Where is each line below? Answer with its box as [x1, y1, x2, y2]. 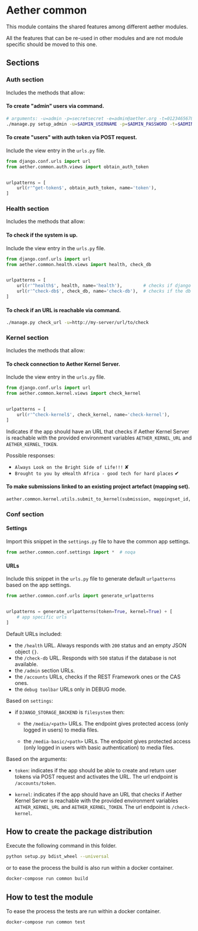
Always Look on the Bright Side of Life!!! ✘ [14, 463, 129, 470]
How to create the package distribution [6, 827, 153, 837]
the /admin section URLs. [14, 667, 75, 674]
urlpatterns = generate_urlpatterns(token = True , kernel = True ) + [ [6, 609, 173, 615]
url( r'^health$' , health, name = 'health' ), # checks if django [16, 283, 192, 289]
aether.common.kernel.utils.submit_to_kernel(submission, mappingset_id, [6, 496, 192, 502]
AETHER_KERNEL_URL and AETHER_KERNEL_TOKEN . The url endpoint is [14, 803, 171, 810]
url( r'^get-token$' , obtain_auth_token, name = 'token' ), [16, 185, 157, 191]
